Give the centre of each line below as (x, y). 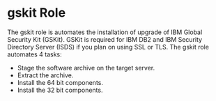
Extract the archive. (45, 75)
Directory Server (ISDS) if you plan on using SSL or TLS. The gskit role (108, 47)
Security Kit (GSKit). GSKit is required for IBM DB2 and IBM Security (105, 39)
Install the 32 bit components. (60, 90)
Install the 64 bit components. (60, 82)
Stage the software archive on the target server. (86, 68)
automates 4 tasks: (35, 54)
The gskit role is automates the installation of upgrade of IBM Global (105, 32)
